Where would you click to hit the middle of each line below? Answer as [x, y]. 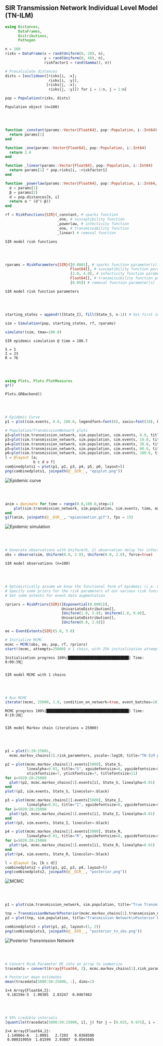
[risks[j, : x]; [62, 85]
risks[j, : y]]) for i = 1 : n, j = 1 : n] [88, 89]
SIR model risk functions [31, 242]
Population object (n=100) [32, 107]
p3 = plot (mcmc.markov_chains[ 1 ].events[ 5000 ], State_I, [64, 800]
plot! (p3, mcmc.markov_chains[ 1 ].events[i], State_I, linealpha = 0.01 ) [82, 814]
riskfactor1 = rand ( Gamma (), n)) [78, 63]
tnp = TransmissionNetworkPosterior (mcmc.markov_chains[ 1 [65, 913]
